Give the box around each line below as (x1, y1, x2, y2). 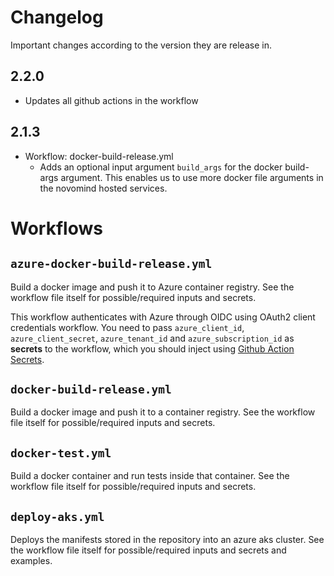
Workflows (10, 217, 103, 240)
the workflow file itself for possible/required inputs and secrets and (10, 544, 287, 556)
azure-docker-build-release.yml (10, 257, 213, 271)
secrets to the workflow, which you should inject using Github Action (10, 342, 295, 355)
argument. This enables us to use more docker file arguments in (60, 171, 324, 183)
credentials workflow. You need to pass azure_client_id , (10, 321, 245, 333)
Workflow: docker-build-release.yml (24, 150, 174, 162)
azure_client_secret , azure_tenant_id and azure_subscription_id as (10, 332, 295, 344)
